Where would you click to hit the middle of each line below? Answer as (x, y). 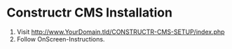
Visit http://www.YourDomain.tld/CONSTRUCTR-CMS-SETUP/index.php (121, 32)
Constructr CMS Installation (90, 13)
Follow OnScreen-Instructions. (61, 39)
